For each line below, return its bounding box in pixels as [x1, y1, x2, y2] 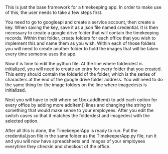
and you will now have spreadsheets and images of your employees [5, 138, 145, 144]
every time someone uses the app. [5, 51, 77, 57]
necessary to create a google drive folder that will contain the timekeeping [5, 30, 159, 35]
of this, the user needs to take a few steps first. [5, 9, 103, 15]
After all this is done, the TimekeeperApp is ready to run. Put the [5, 128, 138, 134]
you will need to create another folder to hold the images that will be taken [5, 46, 159, 51]
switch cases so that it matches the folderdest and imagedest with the [5, 113, 150, 119]
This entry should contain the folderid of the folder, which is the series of [5, 71, 156, 77]
